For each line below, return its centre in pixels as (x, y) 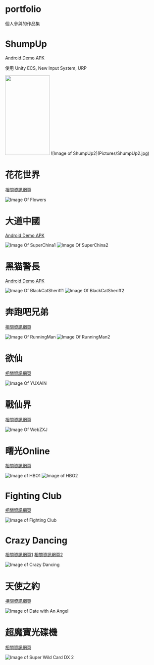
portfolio (23, 9)
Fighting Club (33, 496)
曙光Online (28, 451)
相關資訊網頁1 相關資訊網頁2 (34, 555)
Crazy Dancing (36, 540)
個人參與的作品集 (23, 23)
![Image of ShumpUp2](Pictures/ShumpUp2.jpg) (100, 153)
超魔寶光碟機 (31, 633)
